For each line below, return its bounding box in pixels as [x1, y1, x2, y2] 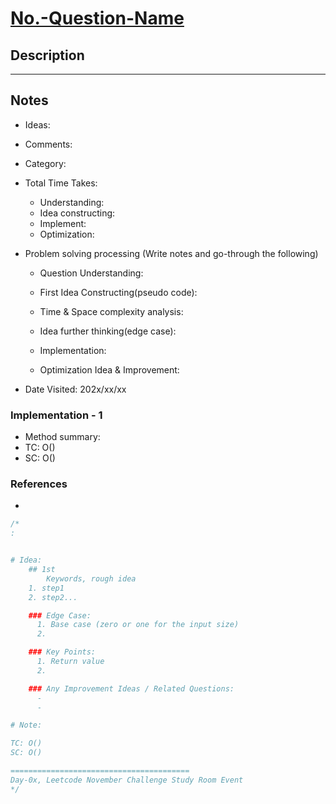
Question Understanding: [39, 267, 144, 279]
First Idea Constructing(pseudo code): [39, 286, 198, 298]
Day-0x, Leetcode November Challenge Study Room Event [10, 775, 244, 785]
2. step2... [28, 592, 78, 602]
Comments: [24, 138, 73, 150]
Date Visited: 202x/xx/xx [24, 383, 127, 395]
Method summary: [24, 431, 101, 443]
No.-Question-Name [10, 7, 185, 30]
